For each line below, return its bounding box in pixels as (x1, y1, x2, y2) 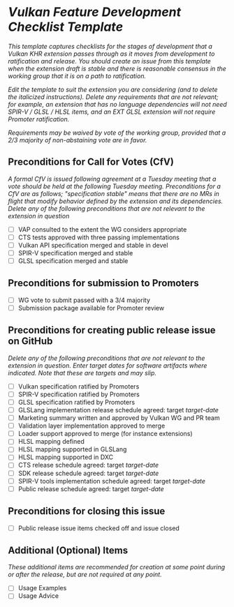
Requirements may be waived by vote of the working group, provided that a (8, 128, 226, 137)
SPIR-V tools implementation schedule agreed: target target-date (17, 477, 205, 485)
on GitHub (8, 336, 53, 347)
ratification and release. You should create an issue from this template (8, 57, 212, 65)
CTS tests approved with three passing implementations (17, 233, 180, 241)
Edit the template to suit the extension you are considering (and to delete (8, 85, 219, 93)
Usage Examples (17, 584, 67, 592)
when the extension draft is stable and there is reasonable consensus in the (8, 64, 226, 73)
